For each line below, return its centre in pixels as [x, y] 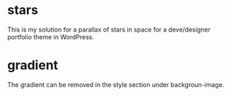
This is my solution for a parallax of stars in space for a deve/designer [109, 29]
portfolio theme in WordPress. [51, 36]
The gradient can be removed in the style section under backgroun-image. [116, 84]
